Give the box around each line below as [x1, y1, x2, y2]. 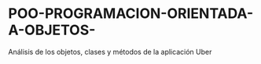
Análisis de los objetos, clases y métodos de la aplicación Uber [8, 47, 212, 56]
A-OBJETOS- [8, 21, 96, 39]
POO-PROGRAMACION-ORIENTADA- [8, 5, 254, 23]
